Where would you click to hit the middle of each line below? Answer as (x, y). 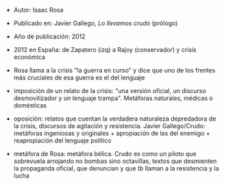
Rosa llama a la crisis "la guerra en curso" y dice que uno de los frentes (114, 70)
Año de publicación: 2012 (49, 36)
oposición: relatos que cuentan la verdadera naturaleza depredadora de (115, 119)
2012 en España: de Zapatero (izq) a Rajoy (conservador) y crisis (105, 50)
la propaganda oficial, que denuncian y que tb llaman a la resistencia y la (116, 168)
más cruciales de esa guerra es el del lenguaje (79, 77)
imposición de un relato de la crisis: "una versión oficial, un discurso (110, 91)
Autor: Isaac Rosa (38, 10)
